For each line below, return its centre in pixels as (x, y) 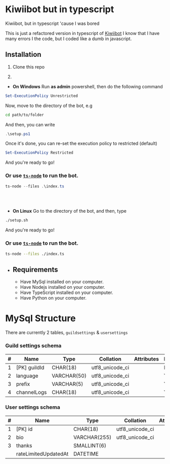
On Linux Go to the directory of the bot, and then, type (69, 211)
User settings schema (33, 407)
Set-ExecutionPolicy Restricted (39, 153)
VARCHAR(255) (92, 437)
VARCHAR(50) (69, 376)
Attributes (146, 359)
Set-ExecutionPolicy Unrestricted (42, 96)
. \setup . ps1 (18, 134)
